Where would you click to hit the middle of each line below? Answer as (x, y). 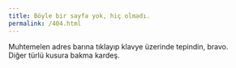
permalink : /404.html (45, 23)
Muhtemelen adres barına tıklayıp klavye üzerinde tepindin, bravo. (118, 46)
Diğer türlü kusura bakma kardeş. (64, 55)
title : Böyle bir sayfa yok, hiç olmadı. (79, 16)
